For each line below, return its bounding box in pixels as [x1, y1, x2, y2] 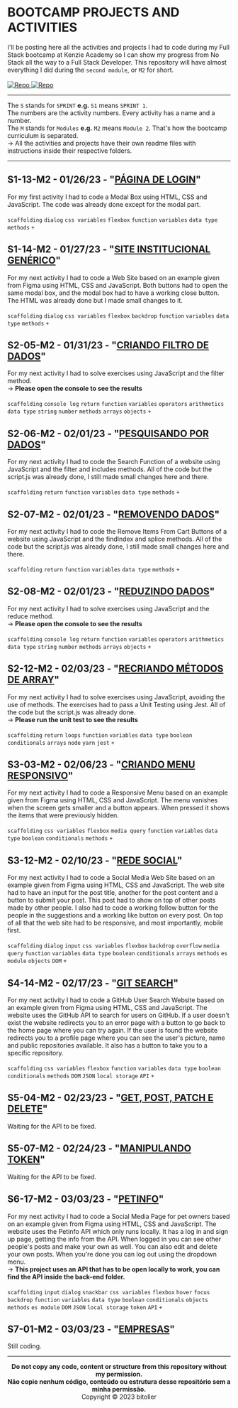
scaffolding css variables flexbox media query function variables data [7, 827, 218, 835]
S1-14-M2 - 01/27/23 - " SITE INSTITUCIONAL [7, 243, 211, 256]
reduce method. [7, 612, 55, 620]
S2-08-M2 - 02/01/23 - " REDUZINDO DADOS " [7, 586, 215, 598]
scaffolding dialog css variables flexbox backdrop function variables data [7, 312, 229, 320]
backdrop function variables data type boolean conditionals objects [7, 1296, 209, 1304]
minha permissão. [91, 1385, 147, 1394]
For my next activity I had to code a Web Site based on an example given [7, 273, 220, 281]
